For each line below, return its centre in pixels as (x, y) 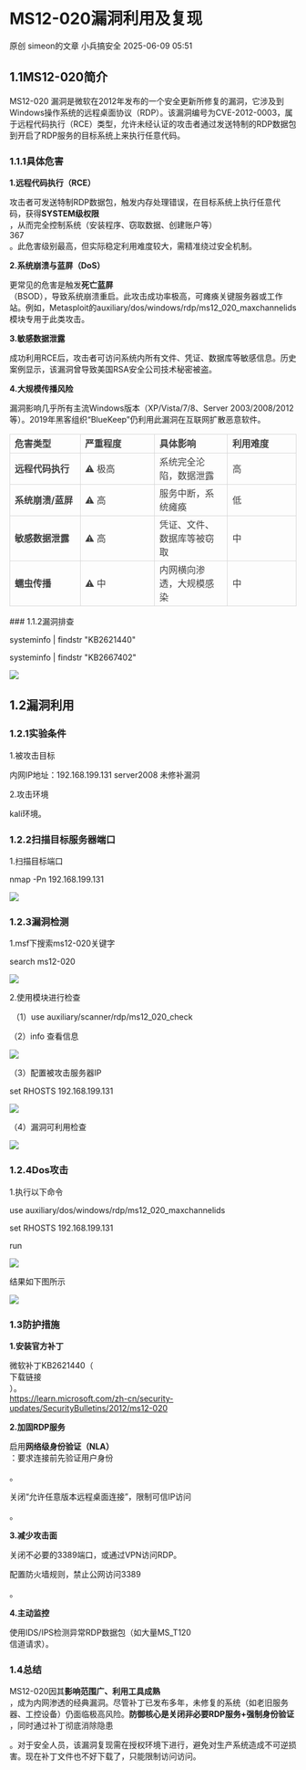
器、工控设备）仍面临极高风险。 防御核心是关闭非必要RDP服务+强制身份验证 (152, 1714)
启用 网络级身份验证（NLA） (62, 1446)
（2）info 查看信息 (44, 1036)
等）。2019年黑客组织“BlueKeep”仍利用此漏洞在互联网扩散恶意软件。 (138, 420)
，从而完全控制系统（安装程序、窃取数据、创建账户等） (113, 225)
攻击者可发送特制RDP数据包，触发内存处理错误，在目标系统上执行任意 (141, 203)
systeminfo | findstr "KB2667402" (73, 657)
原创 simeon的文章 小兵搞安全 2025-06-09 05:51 (101, 46)
